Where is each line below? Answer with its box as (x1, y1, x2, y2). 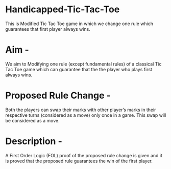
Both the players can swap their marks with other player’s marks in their (5, 107, 156, 113)
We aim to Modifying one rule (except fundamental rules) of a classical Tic (5, 60, 162, 67)
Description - (5, 136, 62, 147)
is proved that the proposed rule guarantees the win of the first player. (5, 158, 153, 164)
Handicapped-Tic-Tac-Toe (5, 4, 120, 15)
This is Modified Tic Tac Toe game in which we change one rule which (5, 20, 153, 27)
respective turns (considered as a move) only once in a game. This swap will (5, 112, 166, 118)
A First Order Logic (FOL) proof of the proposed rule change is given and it (5, 152, 162, 158)
